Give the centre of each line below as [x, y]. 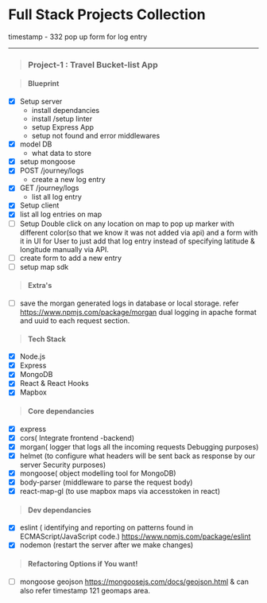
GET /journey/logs [49, 188]
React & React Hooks [54, 383]
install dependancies [66, 111]
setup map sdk [44, 266]
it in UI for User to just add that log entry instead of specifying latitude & [137, 241]
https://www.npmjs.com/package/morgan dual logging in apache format [138, 312]
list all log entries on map [60, 214]
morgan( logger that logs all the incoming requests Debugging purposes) [139, 446]
